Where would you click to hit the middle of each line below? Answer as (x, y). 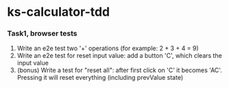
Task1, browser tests (42, 34)
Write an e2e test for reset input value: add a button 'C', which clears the (120, 56)
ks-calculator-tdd (59, 12)
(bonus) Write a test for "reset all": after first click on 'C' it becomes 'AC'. (120, 70)
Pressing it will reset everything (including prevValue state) (100, 78)
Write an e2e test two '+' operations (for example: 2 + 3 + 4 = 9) (108, 48)
